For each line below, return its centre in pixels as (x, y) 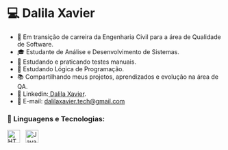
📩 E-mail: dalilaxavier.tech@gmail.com (71, 101)
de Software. (35, 44)
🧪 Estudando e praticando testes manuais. (77, 62)
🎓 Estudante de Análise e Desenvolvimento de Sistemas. (98, 51)
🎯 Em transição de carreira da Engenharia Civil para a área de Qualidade (119, 37)
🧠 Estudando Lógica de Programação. (71, 68)
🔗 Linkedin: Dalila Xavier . (52, 94)
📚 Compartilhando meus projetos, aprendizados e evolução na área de (118, 77)
